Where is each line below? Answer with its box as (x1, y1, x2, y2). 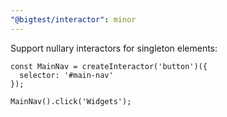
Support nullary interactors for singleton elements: (10, 42, 218, 54)
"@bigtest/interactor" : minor (10, 14, 137, 25)
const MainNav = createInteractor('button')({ (10, 61, 208, 71)
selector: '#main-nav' (19, 70, 114, 80)
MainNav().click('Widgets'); (10, 96, 132, 106)
